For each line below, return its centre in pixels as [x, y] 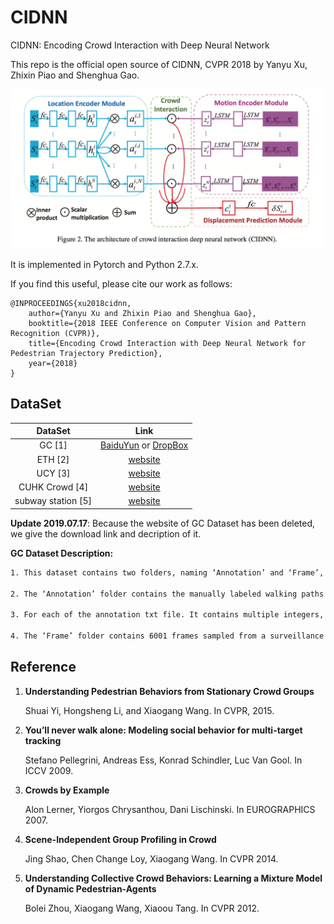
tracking [43, 740]
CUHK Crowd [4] [53, 487]
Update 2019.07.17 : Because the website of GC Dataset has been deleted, [163, 523]
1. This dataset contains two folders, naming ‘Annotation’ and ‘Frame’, [167, 572]
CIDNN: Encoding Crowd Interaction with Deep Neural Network [140, 45]
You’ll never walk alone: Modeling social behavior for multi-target [163, 730]
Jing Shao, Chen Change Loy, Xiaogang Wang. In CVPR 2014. [151, 858]
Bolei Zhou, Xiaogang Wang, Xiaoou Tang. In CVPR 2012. [142, 908]
